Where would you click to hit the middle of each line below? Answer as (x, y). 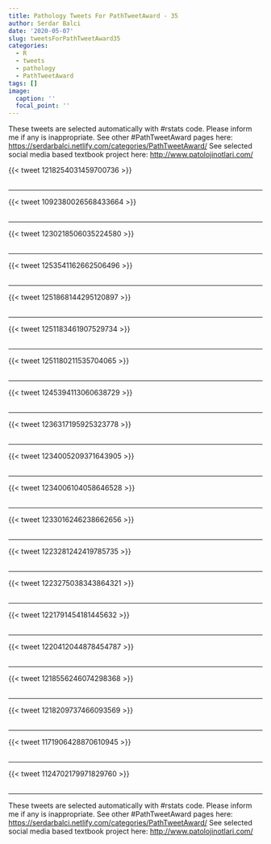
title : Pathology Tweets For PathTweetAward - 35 (94, 16)
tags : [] (23, 83)
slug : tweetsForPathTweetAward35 (65, 38)
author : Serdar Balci (45, 23)
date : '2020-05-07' (41, 31)
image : (19, 91)
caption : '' (36, 98)
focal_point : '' (43, 106)
